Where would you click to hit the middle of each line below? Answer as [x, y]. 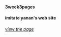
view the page [20, 29]
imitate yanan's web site [30, 18]
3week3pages [20, 7]
